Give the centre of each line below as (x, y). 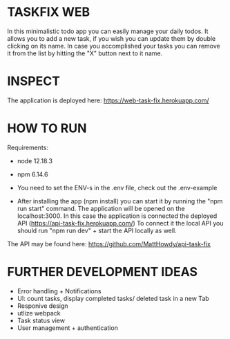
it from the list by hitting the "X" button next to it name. (85, 53)
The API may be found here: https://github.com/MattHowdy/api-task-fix (109, 244)
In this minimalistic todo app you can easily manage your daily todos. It (108, 31)
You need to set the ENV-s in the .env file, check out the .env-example (117, 187)
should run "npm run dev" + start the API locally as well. (97, 230)
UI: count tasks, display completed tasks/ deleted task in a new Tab (113, 298)
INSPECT (34, 81)
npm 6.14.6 (32, 174)
